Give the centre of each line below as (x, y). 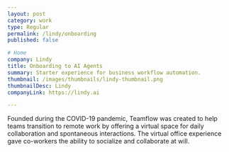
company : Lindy (30, 60)
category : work (30, 21)
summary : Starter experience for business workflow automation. (104, 72)
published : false (33, 40)
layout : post (27, 14)
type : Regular (28, 27)
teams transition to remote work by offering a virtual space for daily (106, 126)
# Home (17, 53)
